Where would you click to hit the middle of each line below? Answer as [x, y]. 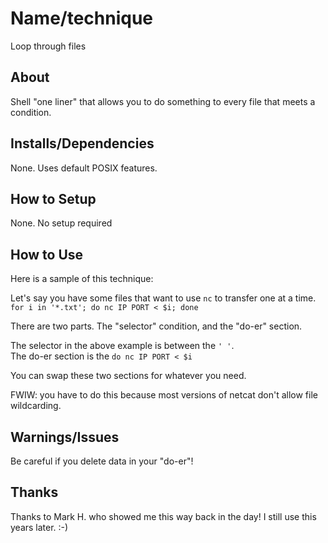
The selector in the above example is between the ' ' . [122, 346]
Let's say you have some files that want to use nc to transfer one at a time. [163, 298]
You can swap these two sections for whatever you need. [128, 376]
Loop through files [48, 46]
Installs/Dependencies [82, 143]
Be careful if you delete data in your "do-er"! [102, 461]
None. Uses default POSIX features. [84, 168]
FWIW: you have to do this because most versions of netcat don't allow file [164, 395]
